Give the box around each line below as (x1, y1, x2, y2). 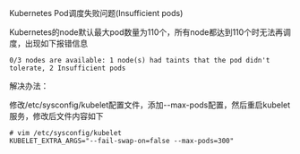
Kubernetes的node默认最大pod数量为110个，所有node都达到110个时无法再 (9, 27, 284, 38)
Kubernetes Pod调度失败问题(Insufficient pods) (9, 8, 184, 18)
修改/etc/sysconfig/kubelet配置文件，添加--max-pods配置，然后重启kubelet (9, 99, 291, 110)
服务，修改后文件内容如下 (9, 111, 104, 121)
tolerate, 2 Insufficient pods (9, 64, 126, 73)
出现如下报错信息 (24, 38, 88, 48)
